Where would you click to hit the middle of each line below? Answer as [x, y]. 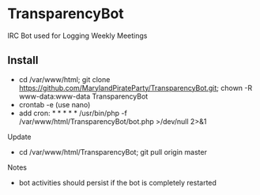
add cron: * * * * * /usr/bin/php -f [73, 113]
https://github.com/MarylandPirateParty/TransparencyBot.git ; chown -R [136, 88]
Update [20, 137]
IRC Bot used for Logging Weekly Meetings [77, 36]
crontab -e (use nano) [55, 104]
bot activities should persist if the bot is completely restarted [117, 182]
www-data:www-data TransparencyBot [83, 96]
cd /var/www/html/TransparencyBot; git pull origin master [113, 152]
